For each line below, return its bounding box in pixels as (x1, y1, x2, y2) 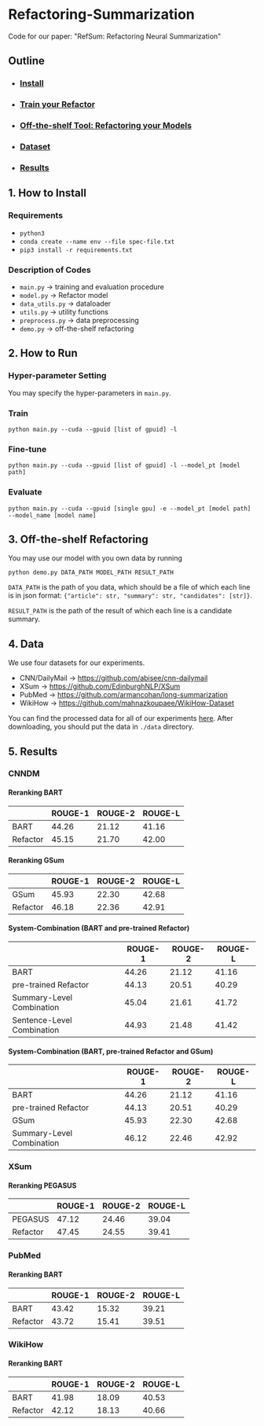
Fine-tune (8, 443, 47, 454)
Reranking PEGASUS (8, 1181, 77, 1190)
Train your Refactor (19, 99, 96, 110)
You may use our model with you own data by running (8, 553, 183, 563)
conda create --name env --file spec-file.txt (19, 237, 175, 245)
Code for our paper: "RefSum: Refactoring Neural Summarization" (8, 31, 222, 41)
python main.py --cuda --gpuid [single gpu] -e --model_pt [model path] (8, 505, 251, 513)
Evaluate (8, 487, 42, 498)
